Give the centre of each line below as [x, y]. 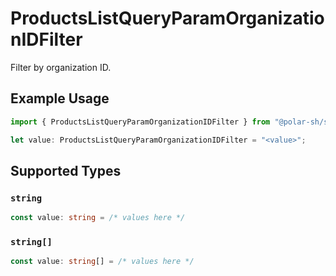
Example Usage [60, 98]
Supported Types [66, 170]
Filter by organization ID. [61, 67]
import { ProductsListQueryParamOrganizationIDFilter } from [140, 122]
